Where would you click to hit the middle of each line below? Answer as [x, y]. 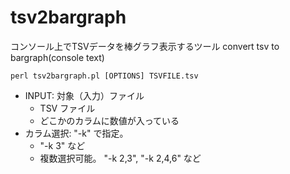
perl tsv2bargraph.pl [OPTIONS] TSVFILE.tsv [104, 76]
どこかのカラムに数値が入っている [109, 120]
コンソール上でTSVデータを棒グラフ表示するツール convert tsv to [145, 46]
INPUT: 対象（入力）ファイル [84, 95]
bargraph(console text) [57, 57]
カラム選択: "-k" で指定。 [76, 133]
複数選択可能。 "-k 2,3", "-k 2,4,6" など [120, 158]
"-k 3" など [62, 145]
